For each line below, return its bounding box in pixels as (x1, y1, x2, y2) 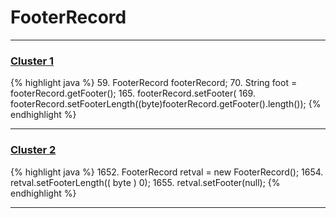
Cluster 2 (10, 143, 57, 157)
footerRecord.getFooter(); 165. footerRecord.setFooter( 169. (10, 87, 256, 100)
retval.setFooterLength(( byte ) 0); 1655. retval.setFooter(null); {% (10, 176, 281, 188)
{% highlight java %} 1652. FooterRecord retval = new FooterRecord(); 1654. (10, 166, 324, 178)
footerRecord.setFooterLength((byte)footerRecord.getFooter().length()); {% (10, 98, 322, 110)
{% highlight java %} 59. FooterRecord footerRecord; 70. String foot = (10, 77, 298, 89)
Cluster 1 (10, 54, 55, 68)
